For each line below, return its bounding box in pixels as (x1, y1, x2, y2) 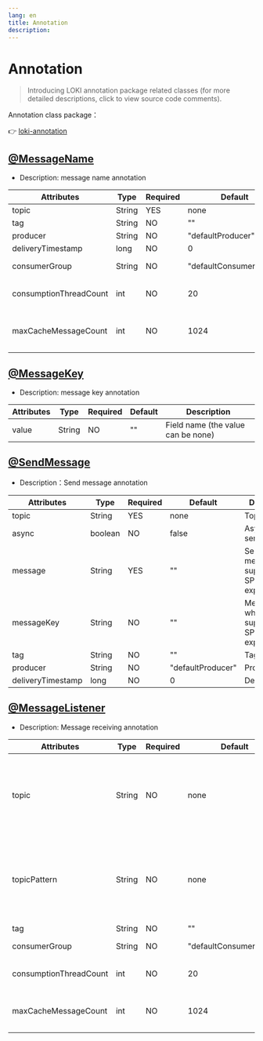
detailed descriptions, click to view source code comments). (27, 94, 222, 104)
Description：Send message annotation (19, 478, 149, 487)
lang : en (8, 11, 37, 20)
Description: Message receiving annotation (19, 723, 159, 732)
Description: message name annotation (19, 173, 146, 183)
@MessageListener (8, 701, 106, 715)
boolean (89, 527, 121, 538)
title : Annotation (8, 19, 68, 27)
